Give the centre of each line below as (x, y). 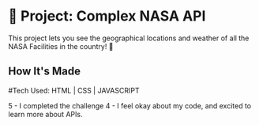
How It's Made (45, 72)
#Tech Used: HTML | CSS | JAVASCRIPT (74, 90)
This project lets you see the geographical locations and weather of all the (129, 38)
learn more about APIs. (45, 114)
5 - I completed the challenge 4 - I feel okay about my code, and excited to (129, 105)
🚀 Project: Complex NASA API (107, 16)
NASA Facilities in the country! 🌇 (61, 46)
